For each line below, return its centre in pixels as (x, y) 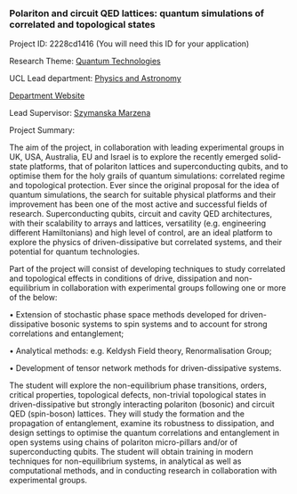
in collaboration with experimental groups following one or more (169, 288)
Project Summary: (42, 130)
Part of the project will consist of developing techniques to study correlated (148, 269)
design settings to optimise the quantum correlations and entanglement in (144, 433)
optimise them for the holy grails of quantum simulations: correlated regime (147, 176)
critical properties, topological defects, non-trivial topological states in (138, 395)
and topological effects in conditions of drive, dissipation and (121, 278)
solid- (271, 157)
